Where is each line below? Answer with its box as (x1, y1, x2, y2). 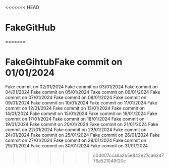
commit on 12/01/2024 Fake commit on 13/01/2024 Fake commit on (5, 105, 145, 111)
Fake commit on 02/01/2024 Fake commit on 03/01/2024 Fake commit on (5, 83, 158, 90)
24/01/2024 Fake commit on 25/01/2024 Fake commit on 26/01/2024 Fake (5, 132, 160, 138)
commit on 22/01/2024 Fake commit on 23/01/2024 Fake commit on (5, 126, 147, 133)
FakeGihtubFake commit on (5, 57, 123, 68)
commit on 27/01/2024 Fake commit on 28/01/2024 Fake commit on (5, 137, 147, 143)
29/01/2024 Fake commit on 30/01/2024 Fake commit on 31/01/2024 (5, 142, 148, 148)
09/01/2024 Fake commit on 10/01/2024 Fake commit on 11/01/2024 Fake (5, 99, 157, 105)
